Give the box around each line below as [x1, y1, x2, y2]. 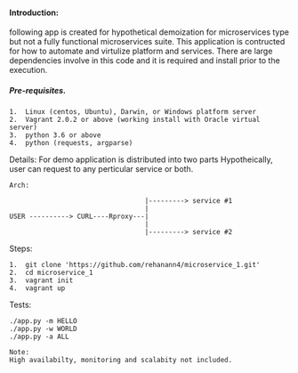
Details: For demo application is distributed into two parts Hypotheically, [9, 154, 273, 165]
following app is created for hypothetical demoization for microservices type [9, 27, 289, 37]
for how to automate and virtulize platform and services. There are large [9, 45, 273, 57]
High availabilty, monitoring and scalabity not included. [9, 356, 233, 365]
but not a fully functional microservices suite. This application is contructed [9, 36, 286, 47]
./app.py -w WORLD [9, 325, 77, 334]
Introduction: [9, 7, 60, 18]
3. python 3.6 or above [9, 131, 101, 140]
